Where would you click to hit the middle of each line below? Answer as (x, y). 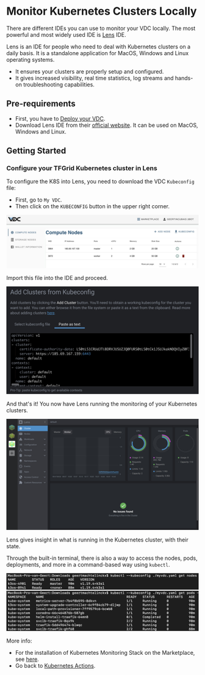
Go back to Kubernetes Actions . (55, 666)
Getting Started (36, 151)
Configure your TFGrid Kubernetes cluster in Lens (82, 168)
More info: (19, 641)
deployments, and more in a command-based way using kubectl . (88, 565)
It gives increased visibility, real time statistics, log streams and (94, 78)
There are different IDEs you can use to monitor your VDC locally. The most (101, 28)
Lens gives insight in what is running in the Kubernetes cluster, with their (97, 540)
